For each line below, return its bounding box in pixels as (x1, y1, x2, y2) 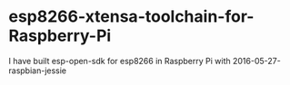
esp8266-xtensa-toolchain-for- (8, 6, 255, 27)
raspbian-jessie (8, 65, 67, 76)
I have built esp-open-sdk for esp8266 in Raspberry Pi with (8, 55, 231, 66)
